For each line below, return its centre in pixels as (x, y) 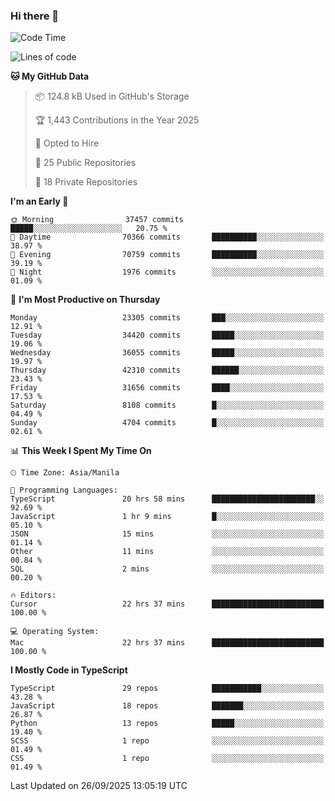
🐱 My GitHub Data (50, 76)
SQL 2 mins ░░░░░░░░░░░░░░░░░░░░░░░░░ (167, 569)
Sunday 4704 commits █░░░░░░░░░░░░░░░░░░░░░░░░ (167, 423)
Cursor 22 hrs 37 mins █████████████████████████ (167, 604)
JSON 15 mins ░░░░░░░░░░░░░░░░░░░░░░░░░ (167, 534)
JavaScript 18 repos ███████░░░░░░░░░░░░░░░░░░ (167, 706)
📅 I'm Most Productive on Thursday (85, 300)
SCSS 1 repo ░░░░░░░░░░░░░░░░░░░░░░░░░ (167, 741)
